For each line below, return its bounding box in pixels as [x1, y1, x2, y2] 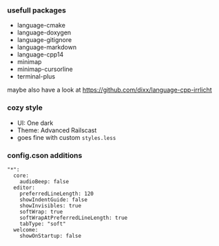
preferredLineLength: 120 [19, 190, 94, 197]
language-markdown [17, 43, 77, 52]
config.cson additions [7, 150, 83, 160]
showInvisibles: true [19, 202, 81, 209]
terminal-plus [17, 72, 56, 81]
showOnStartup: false [19, 232, 81, 239]
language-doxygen [17, 28, 72, 37]
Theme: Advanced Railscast [17, 126, 97, 134]
